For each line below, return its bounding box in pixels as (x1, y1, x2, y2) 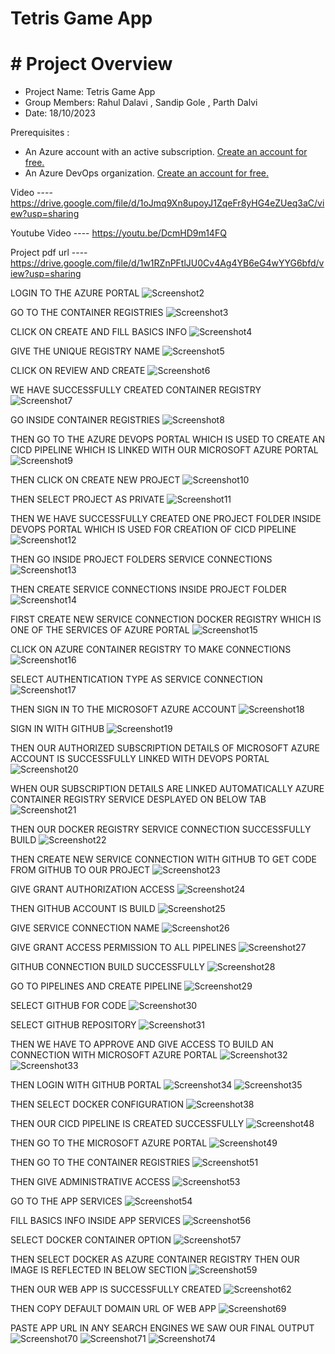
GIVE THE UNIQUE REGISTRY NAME (10, 345, 161, 357)
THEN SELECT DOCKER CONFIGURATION (10, 1098, 184, 1111)
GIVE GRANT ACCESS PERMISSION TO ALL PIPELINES (10, 942, 237, 954)
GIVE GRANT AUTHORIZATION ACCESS (10, 883, 175, 896)
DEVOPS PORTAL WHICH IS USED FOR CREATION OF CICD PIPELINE (10, 523, 297, 536)
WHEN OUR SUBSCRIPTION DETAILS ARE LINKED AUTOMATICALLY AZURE (10, 783, 325, 795)
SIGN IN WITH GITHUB (10, 723, 105, 735)
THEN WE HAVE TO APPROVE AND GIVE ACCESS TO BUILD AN (10, 1038, 274, 1051)
